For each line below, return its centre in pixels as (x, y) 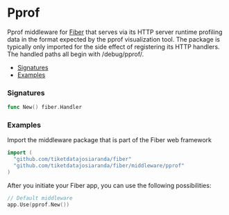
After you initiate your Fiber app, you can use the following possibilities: (109, 185)
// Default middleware (40, 198)
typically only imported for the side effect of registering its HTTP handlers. (113, 46)
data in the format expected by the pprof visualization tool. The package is (114, 39)
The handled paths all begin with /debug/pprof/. (76, 54)
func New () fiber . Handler (44, 108)
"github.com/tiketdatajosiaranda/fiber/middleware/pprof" (99, 166)
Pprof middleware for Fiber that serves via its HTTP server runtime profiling (115, 32)
